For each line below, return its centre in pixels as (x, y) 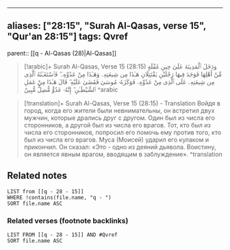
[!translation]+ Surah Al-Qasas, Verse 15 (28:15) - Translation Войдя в (122, 103)
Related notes (37, 176)
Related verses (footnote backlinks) (68, 221)
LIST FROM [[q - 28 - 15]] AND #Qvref (62, 235)
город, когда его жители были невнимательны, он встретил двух (119, 110)
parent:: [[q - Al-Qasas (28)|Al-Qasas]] (62, 53)
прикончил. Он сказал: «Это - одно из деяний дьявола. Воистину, (120, 147)
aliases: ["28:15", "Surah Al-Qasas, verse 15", (107, 26)
